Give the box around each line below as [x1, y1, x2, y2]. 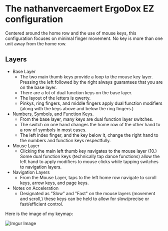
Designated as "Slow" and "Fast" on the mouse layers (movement [19, 190, 155, 196]
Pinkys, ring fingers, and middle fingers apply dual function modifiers [19, 100, 162, 106]
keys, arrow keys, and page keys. [19, 180, 89, 186]
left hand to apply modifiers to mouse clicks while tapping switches [19, 158, 159, 165]
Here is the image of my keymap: [5, 211, 73, 217]
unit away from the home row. [5, 40, 66, 46]
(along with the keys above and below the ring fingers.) [19, 105, 134, 111]
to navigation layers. [19, 164, 62, 170]
